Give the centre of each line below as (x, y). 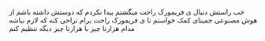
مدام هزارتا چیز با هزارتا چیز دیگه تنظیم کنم (72, 28)
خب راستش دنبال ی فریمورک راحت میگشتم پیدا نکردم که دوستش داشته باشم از (127, 12)
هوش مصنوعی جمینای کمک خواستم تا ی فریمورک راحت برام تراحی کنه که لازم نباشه (133, 20)
